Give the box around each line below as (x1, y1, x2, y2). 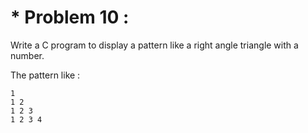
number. (10, 49, 45, 61)
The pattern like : (10, 69, 81, 81)
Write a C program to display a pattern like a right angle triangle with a (10, 39, 299, 51)
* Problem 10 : (10, 6, 130, 29)
